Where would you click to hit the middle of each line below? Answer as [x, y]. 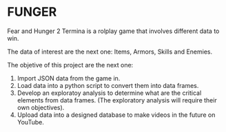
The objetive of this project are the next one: [70, 65]
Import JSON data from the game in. [69, 78]
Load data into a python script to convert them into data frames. [108, 85]
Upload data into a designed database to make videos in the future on [116, 115]
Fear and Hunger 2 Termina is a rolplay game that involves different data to [113, 31]
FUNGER [32, 12]
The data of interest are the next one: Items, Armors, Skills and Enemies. [110, 52]
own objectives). [41, 107]
